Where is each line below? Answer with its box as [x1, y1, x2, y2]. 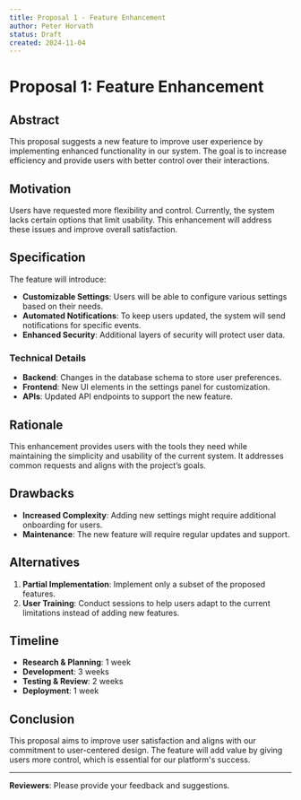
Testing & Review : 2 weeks [21, 676, 124, 687]
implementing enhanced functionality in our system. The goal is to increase [9, 145, 288, 157]
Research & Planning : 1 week [21, 657, 132, 668]
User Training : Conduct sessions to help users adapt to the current [21, 597, 271, 608]
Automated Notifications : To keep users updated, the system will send [21, 310, 286, 321]
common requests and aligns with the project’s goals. [9, 459, 206, 471]
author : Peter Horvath [9, 22, 94, 30]
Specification [9, 250, 86, 265]
